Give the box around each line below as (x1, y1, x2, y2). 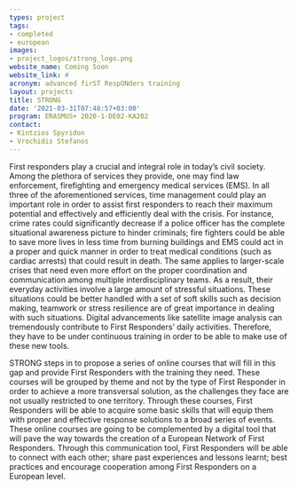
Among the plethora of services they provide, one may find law (9, 170, 239, 181)
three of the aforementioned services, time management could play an (9, 189, 267, 200)
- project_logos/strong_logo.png (9, 54, 133, 63)
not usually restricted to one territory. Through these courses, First (9, 395, 253, 406)
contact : (9, 121, 42, 130)
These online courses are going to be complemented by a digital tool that (9, 423, 277, 434)
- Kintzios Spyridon (9, 129, 86, 138)
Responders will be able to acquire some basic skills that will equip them (9, 405, 274, 415)
